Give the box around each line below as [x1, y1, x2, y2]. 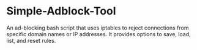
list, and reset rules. [6, 37, 56, 44]
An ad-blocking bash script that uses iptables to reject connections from [6, 24, 189, 31]
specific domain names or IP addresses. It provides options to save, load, [6, 30, 191, 37]
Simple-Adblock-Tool [6, 4, 116, 18]
